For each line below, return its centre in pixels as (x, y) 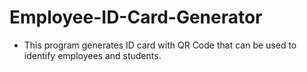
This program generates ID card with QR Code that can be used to (160, 45)
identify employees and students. (92, 55)
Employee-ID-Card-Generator (136, 17)
